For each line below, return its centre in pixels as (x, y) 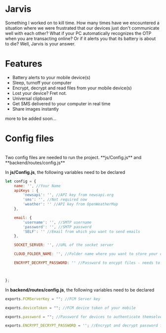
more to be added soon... (31, 118)
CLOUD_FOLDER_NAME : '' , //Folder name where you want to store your (86, 254)
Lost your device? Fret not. (40, 93)
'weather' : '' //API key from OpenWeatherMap (71, 204)
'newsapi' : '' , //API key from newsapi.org (68, 195)
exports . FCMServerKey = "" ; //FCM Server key (53, 299)
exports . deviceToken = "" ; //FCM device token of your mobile (70, 308)
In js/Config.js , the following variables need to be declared (65, 172)
